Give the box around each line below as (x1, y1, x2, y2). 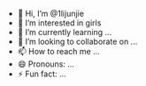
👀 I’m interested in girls (17, 18, 102, 28)
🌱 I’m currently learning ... (17, 27, 112, 37)
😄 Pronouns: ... (17, 59, 75, 69)
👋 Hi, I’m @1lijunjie (17, 9, 84, 18)
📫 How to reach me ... (17, 47, 100, 56)
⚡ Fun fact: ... (17, 68, 66, 79)
